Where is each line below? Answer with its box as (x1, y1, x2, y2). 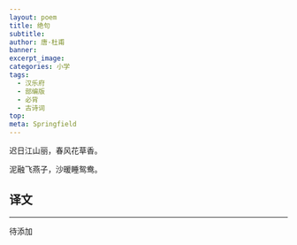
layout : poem (9, 12, 57, 22)
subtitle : (9, 29, 46, 38)
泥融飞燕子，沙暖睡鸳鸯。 (9, 165, 103, 174)
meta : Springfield (9, 120, 77, 129)
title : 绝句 (9, 21, 50, 30)
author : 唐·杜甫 (9, 37, 65, 47)
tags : (9, 71, 29, 80)
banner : (9, 46, 38, 55)
